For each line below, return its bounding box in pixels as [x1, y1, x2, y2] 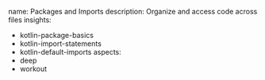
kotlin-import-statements [19, 39, 102, 48]
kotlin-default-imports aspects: [19, 48, 121, 56]
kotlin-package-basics [19, 31, 94, 40]
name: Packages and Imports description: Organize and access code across [8, 7, 258, 16]
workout [19, 64, 48, 74]
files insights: [8, 15, 52, 25]
